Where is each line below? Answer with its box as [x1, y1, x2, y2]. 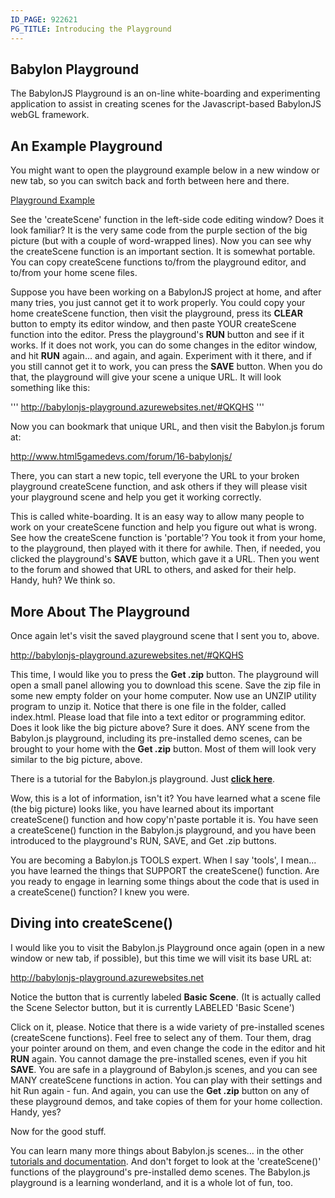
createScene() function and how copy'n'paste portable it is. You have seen [10, 813, 319, 825]
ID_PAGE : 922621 [10, 14, 78, 25]
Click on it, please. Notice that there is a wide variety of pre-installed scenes [10, 1021, 325, 1033]
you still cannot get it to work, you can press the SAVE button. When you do [10, 361, 323, 373]
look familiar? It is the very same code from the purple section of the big [10, 224, 308, 236]
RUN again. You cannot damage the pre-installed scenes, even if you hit [10, 1052, 308, 1065]
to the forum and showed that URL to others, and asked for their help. [10, 564, 297, 576]
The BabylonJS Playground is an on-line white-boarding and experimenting [10, 87, 321, 100]
